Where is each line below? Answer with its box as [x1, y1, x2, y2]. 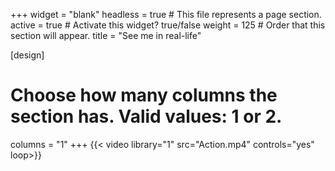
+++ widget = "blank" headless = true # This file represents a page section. [10, 9, 322, 20]
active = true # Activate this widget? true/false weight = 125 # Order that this [10, 19, 326, 31]
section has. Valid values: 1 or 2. [10, 105, 283, 128]
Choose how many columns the [10, 84, 278, 107]
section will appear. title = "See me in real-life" [10, 30, 202, 41]
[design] [10, 49, 45, 61]
